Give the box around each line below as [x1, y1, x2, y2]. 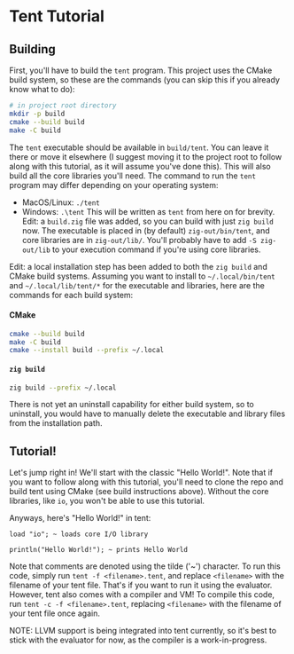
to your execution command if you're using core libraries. [51, 244, 261, 255]
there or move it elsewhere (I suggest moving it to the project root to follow [9, 151, 282, 162]
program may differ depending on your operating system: [9, 179, 219, 190]
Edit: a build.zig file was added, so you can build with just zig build [21, 216, 275, 226]
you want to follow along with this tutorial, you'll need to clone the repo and [9, 477, 283, 487]
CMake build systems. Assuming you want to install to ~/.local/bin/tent [9, 271, 276, 281]
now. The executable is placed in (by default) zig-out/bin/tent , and [21, 225, 270, 236]
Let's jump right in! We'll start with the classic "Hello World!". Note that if [9, 468, 274, 478]
